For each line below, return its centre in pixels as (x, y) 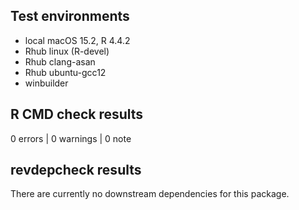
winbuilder (46, 83)
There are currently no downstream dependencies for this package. (150, 194)
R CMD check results (77, 114)
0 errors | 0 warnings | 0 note (71, 138)
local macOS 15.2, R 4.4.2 (77, 40)
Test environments (70, 16)
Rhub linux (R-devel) (67, 51)
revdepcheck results (76, 170)
